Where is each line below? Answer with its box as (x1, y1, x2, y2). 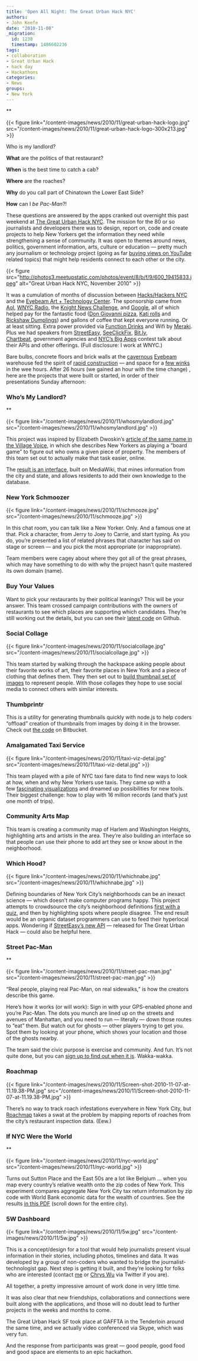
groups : (6, 86, 25, 92)
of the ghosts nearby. (6, 1035, 59, 1042)
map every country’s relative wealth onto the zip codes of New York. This (6, 1181, 185, 1188)
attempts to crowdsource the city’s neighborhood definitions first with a (6, 903, 180, 910)
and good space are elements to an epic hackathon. (6, 1349, 133, 1356)
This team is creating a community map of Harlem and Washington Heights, (6, 825, 190, 833)
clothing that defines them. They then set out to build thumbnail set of (6, 673, 176, 680)
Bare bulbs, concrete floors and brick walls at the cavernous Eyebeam (6, 353, 177, 360)
